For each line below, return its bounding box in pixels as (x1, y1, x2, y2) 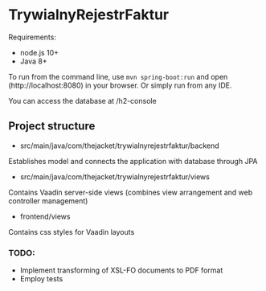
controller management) (8, 195, 88, 206)
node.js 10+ (19, 47, 59, 57)
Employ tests (19, 274, 63, 284)
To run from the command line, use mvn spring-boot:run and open (8, 72, 228, 81)
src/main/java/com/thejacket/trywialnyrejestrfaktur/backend (19, 141, 219, 150)
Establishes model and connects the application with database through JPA (8, 156, 258, 166)
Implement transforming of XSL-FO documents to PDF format (19, 265, 223, 275)
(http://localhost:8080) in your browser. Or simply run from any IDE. (8, 80, 232, 90)
